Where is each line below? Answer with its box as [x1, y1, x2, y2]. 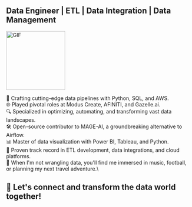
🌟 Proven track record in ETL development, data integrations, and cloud [6, 146, 180, 153]
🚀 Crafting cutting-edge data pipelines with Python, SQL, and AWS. [6, 95, 169, 102]
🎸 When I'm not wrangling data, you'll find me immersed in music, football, [6, 159, 187, 166]
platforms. [6, 152, 31, 159]
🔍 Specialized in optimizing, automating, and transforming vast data [6, 108, 172, 115]
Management [6, 15, 57, 25]
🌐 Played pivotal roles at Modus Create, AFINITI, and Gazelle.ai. [6, 101, 161, 108]
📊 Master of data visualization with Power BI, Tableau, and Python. [6, 138, 169, 145]
